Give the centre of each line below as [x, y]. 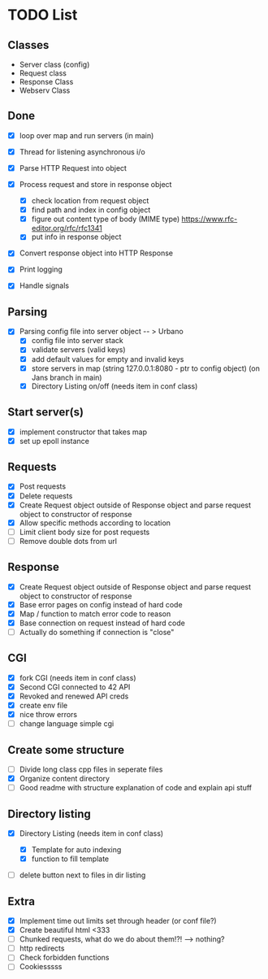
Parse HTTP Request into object [73, 168]
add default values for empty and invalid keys [108, 359]
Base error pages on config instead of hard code [101, 604]
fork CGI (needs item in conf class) [78, 677]
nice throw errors [48, 714]
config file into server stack [77, 341]
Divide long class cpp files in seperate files [91, 769]
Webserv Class [45, 90]
